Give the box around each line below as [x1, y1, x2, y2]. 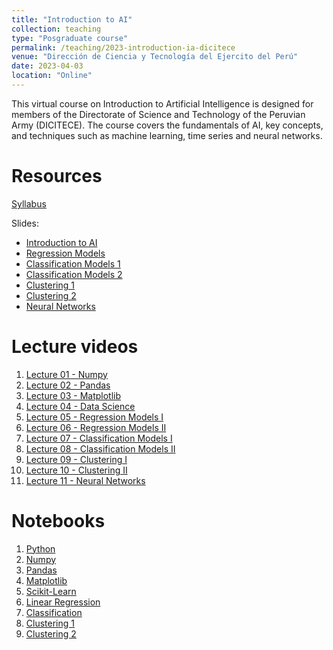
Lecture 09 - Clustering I [25, 453, 128, 465]
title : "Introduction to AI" [11, 14, 133, 25]
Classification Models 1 [25, 257, 121, 270]
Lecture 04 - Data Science [25, 400, 136, 412]
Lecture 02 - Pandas [25, 379, 111, 391]
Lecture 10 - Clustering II [25, 464, 128, 476]
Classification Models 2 [25, 268, 123, 280]
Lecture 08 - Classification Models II [25, 442, 176, 455]
